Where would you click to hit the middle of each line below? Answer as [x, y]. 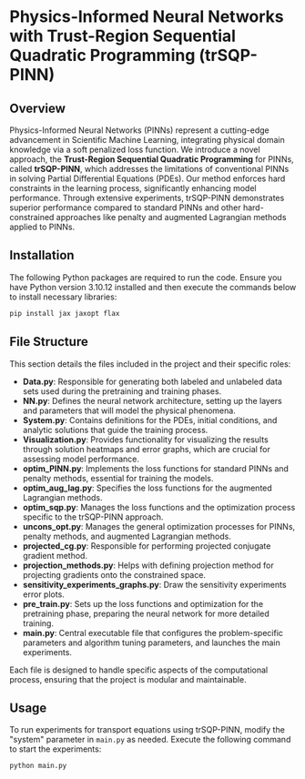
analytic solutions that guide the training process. [115, 430]
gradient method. [55, 555]
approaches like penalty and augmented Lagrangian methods [171, 217]
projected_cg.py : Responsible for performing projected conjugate [147, 546]
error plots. [44, 594]
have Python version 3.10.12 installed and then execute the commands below [153, 287]
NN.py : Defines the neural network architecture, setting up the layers [152, 400]
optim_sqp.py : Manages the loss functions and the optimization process [159, 507]
